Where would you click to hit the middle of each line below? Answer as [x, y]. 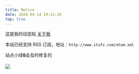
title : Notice [20, 10]
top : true [16, 19]
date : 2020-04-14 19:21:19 [33, 14]
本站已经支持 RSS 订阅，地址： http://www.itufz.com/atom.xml [70, 44]
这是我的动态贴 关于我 [28, 34]
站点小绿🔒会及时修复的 [29, 55]
